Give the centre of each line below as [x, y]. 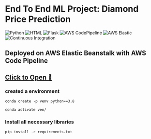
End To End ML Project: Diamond [72, 9]
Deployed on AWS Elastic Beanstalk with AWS [76, 53]
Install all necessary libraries [39, 122]
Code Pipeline [27, 61]
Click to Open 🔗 [29, 77]
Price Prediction [38, 19]
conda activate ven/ [26, 110]
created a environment [32, 91]
